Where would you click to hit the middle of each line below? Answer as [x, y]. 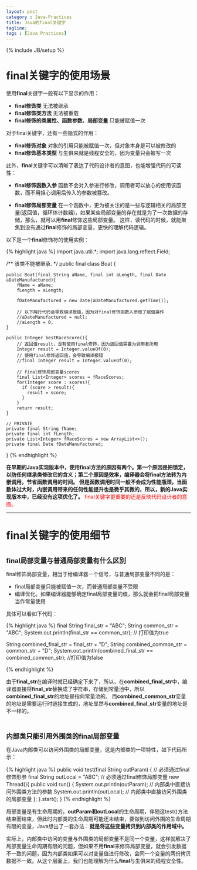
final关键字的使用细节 [58, 536]
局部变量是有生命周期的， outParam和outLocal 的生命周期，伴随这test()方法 [97, 811]
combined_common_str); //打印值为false [55, 658]
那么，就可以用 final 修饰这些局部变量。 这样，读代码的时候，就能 [103, 220]
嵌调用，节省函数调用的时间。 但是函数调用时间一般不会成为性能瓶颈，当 [94, 482]
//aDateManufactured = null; [52, 317]
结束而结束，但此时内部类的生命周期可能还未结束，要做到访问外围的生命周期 [98, 819]
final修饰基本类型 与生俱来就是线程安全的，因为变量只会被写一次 [93, 153]
